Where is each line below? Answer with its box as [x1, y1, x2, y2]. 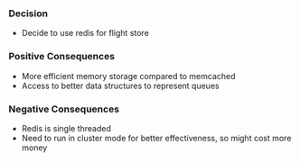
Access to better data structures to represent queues [21, 80, 220, 91]
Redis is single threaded [21, 122, 112, 133]
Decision [8, 7, 49, 20]
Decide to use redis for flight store [21, 28, 150, 39]
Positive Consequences [8, 50, 115, 63]
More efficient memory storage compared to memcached [21, 70, 236, 81]
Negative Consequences [8, 103, 119, 115]
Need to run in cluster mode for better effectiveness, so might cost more [21, 132, 292, 143]
